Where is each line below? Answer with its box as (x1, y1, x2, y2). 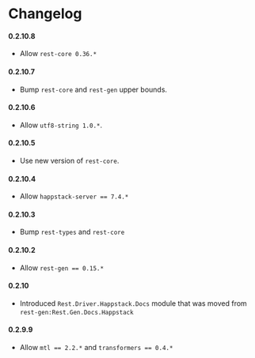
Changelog (8, 5, 82, 23)
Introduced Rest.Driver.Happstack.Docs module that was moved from (19, 298, 247, 308)
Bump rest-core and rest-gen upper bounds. (19, 85, 168, 94)
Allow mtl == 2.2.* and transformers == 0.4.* (19, 343, 173, 352)
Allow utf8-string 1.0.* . (19, 120, 103, 130)
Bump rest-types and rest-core (19, 227, 125, 237)
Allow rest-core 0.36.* (19, 49, 97, 58)
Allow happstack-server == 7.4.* (19, 191, 129, 202)
